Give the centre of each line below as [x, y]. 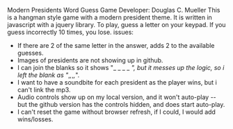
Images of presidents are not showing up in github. [90, 60]
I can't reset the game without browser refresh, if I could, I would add [116, 112]
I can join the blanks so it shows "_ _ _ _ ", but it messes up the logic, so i [121, 68]
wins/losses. [35, 119]
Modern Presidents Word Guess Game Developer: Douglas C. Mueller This [114, 10]
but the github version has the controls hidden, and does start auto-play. [121, 104]
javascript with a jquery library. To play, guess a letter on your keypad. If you [116, 25]
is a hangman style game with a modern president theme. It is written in [110, 17]
